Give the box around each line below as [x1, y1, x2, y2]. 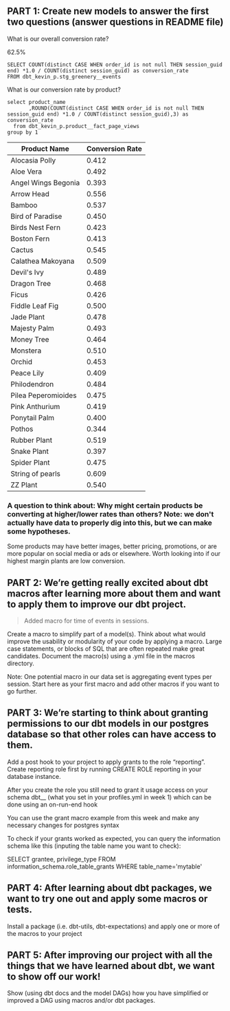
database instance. [7, 772, 62, 780]
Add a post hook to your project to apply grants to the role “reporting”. [7, 758, 206, 766]
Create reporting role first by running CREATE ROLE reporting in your [7, 764, 202, 773]
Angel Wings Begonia [10, 178, 80, 187]
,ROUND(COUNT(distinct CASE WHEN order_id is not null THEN [28, 105, 205, 112]
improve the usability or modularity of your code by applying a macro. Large [7, 637, 222, 645]
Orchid [10, 357, 33, 366]
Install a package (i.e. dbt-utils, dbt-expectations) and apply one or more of [7, 922, 220, 930]
